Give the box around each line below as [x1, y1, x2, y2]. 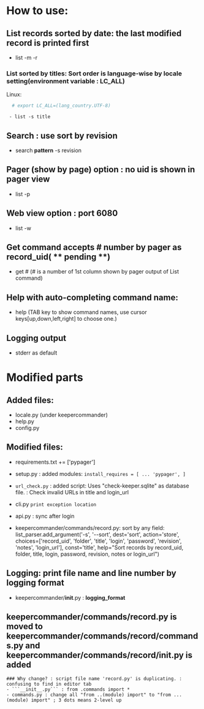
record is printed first [6, 37, 89, 48]
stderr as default [15, 349, 58, 356]
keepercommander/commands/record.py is [6, 611, 178, 623]
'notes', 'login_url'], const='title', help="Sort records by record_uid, [15, 543, 184, 551]
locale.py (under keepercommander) [15, 412, 108, 419]
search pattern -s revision [15, 147, 81, 154]
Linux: [6, 91, 22, 98]
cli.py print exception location [15, 500, 97, 508]
